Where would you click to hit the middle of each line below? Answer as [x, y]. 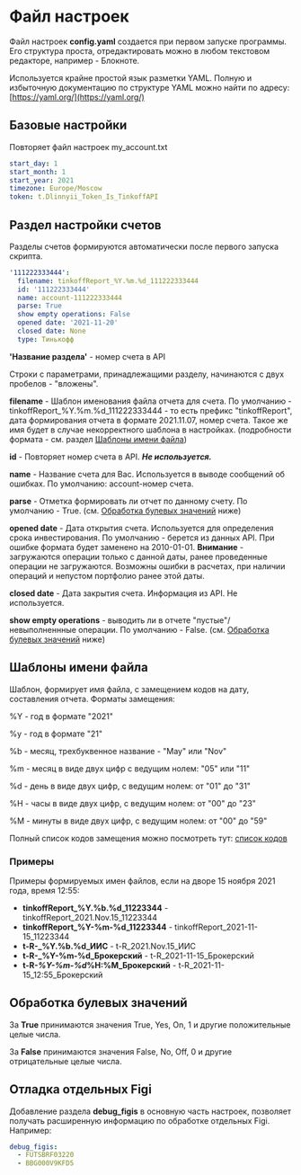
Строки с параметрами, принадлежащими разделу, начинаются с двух [147, 374]
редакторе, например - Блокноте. [75, 60]
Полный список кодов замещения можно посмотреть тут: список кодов [148, 838]
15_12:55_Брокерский [62, 975]
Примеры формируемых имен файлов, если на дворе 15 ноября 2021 [142, 881]
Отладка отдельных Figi [81, 1090]
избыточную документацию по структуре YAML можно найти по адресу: [150, 87]
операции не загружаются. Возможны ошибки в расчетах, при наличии [147, 566]
